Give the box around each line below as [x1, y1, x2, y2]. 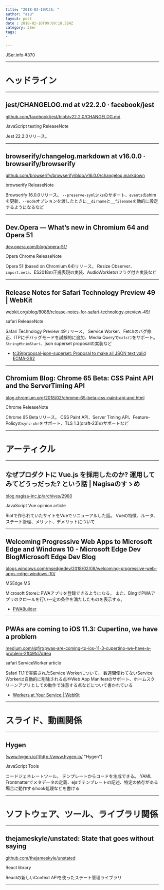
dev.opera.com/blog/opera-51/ [5, 244, 67, 250]
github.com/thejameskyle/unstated [5, 855, 76, 861]
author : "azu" [5, 12, 35, 17]
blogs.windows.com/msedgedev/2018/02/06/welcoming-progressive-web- [5, 566, 157, 571]
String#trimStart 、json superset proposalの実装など [5, 341, 112, 346]
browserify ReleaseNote [5, 182, 54, 188]
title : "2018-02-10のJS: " [5, 7, 60, 12]
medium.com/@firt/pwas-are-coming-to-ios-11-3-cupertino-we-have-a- [5, 645, 151, 651]
